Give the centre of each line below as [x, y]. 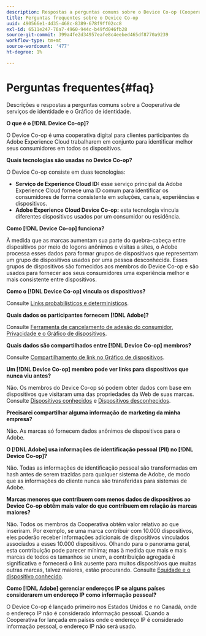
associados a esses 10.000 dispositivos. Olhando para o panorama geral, [99, 543]
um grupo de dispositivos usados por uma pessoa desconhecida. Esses [97, 260]
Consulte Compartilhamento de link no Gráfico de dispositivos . [86, 357]
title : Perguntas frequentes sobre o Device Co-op [72, 18]
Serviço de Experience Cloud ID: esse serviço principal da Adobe [99, 184]
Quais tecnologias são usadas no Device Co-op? [70, 160]
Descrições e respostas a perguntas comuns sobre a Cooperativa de [93, 104]
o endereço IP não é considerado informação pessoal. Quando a [88, 613]
